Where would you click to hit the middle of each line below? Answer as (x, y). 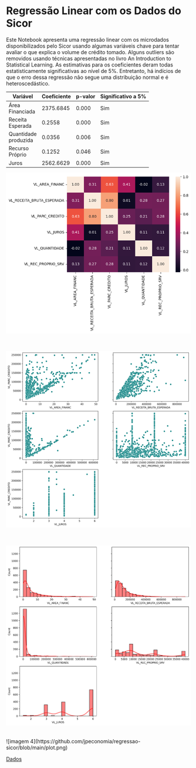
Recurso (19, 148)
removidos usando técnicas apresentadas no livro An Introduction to (89, 58)
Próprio (18, 155)
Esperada (20, 125)
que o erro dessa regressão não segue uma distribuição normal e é (87, 77)
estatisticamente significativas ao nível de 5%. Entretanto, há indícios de (94, 71)
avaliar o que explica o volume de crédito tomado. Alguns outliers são (90, 52)
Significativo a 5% (123, 97)
